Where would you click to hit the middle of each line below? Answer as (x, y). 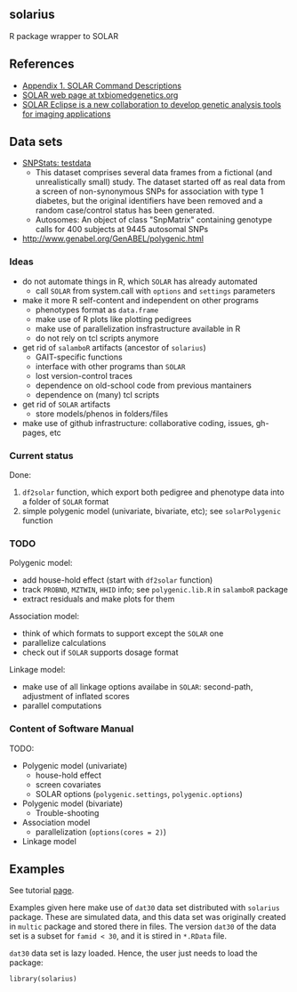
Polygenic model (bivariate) (72, 803)
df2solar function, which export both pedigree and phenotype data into (153, 492)
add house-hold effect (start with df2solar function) (117, 580)
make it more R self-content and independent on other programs (140, 300)
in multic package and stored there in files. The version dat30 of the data (143, 927)
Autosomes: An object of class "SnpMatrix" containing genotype (154, 220)
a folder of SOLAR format (65, 502)
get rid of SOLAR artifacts (66, 404)
